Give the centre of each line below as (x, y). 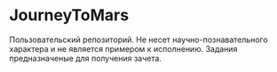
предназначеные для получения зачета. (86, 58)
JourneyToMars (69, 15)
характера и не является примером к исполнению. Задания (123, 48)
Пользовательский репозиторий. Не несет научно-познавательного (138, 40)
